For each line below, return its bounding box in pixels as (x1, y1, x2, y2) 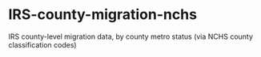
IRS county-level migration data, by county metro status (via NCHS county (8, 32, 254, 41)
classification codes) (8, 40, 78, 49)
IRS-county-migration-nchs (8, 6, 198, 24)
